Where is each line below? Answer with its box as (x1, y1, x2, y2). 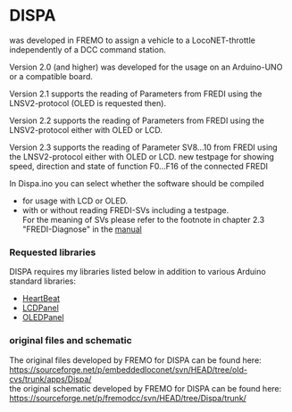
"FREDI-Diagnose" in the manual (21, 224, 143, 235)
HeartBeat (21, 293, 61, 304)
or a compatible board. (9, 70, 94, 81)
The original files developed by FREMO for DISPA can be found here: (9, 354, 262, 366)
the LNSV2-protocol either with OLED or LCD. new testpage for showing (9, 151, 275, 161)
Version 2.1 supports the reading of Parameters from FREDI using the (9, 88, 263, 99)
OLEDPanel (21, 312, 64, 323)
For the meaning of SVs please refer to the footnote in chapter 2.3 (21, 214, 265, 225)
